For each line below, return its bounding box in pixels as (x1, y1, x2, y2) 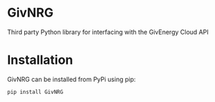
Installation (7, 52, 74, 68)
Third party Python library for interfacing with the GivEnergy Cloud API (7, 28, 209, 36)
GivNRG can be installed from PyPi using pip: (7, 75, 136, 83)
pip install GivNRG (7, 88, 64, 95)
